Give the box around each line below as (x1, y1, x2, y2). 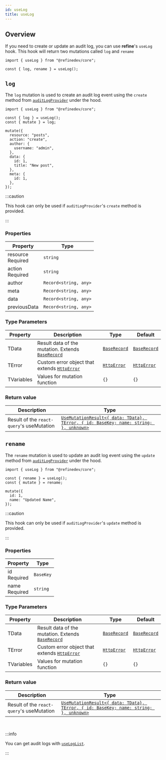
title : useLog (5, 12, 35, 17)
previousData (7, 303, 39, 310)
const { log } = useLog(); (5, 116, 61, 121)
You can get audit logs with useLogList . (5, 740, 85, 746)
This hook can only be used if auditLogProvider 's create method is (5, 203, 142, 209)
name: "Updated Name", (9, 497, 56, 502)
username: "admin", (14, 146, 54, 151)
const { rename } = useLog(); (5, 475, 68, 481)
